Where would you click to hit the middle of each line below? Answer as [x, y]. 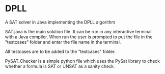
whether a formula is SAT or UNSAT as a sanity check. [60, 66]
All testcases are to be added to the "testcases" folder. [60, 51]
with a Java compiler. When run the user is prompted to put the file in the [79, 37]
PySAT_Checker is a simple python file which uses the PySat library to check [82, 61]
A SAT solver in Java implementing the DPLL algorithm [60, 22]
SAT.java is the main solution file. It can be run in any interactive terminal [79, 31]
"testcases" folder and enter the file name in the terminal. [63, 42]
